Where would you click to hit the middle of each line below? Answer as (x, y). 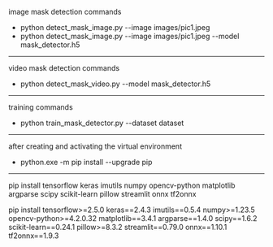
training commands (41, 107)
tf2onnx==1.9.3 (34, 236)
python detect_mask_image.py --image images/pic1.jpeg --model (130, 36)
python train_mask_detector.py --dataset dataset (102, 123)
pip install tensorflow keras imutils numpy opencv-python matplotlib (122, 185)
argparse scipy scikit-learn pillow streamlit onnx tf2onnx (102, 194)
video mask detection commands (64, 68)
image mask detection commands (65, 12)
